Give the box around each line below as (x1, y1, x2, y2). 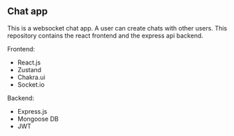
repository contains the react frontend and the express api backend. (7, 31, 204, 40)
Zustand (17, 65, 42, 74)
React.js (17, 58, 41, 67)
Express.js (17, 107, 47, 115)
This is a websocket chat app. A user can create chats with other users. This (7, 24, 228, 32)
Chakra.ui (17, 73, 45, 81)
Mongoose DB (17, 114, 59, 123)
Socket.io (17, 80, 45, 89)
